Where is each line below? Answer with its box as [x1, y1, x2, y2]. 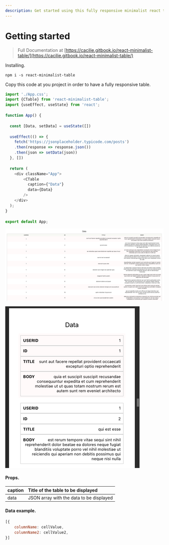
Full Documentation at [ [17, 47, 66, 53]
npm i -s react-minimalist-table [5, 72, 75, 77]
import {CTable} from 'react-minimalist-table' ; [5, 97, 109, 102]
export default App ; [5, 219, 49, 224]
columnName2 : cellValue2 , [14, 530, 69, 535]
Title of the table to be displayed [28, 487, 98, 493]
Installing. [5, 62, 25, 68]
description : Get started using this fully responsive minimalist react [5, 8, 161, 13]
